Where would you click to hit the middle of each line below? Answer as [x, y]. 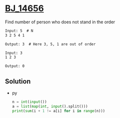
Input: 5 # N [19, 31]
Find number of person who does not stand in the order [60, 22]
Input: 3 [14, 53]
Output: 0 [15, 66]
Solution [18, 81]
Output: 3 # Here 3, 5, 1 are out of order [50, 44]
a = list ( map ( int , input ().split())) [50, 106]
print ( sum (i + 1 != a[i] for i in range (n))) [58, 111]
